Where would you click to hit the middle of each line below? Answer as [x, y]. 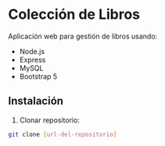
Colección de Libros [74, 15]
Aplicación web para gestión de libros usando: [83, 36]
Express [32, 60]
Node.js [32, 51]
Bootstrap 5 [38, 76]
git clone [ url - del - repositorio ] [63, 134]
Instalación [36, 101]
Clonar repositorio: [50, 120]
